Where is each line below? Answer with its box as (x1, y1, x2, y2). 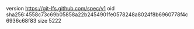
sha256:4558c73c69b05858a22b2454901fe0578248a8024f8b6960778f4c (6, 11, 189, 18)
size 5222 (37, 17, 61, 24)
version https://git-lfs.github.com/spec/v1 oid (6, 5, 115, 12)
